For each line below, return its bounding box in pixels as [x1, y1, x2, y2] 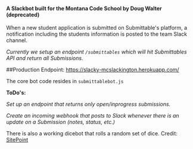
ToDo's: [6, 89, 26, 96]
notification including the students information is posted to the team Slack [6, 30, 188, 38]
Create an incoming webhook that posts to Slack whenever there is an [6, 112, 180, 119]
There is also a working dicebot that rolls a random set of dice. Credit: [6, 130, 178, 137]
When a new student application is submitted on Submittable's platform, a [6, 24, 188, 31]
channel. [6, 37, 28, 44]
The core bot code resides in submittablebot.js [6, 78, 124, 85]
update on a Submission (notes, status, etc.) [6, 119, 115, 126]
